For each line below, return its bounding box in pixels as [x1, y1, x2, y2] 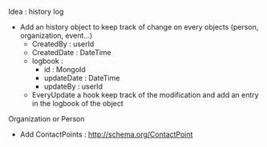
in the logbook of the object [31, 99, 124, 108]
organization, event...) [19, 31, 93, 40]
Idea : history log [8, 7, 64, 16]
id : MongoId [43, 65, 86, 74]
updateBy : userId [43, 81, 103, 91]
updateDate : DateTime [43, 73, 120, 82]
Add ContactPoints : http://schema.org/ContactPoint [19, 129, 193, 139]
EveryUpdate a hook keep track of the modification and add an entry [31, 90, 259, 99]
